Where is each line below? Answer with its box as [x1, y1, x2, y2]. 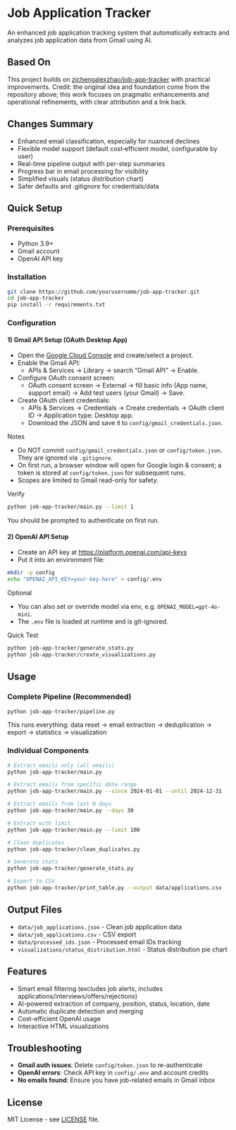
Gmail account [17, 247, 60, 256]
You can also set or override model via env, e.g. [17, 602, 156, 611]
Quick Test [7, 631, 39, 640]
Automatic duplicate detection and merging [17, 1006, 144, 1015]
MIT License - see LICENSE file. [7, 1115, 100, 1124]
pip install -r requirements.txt [7, 302, 106, 309]
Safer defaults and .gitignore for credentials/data [17, 182, 160, 190]
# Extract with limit [7, 819, 71, 827]
